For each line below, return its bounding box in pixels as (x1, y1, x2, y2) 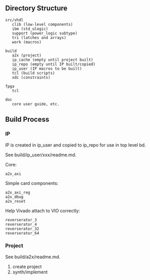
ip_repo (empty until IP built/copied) (12, 62, 96, 67)
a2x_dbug (5, 194, 24, 199)
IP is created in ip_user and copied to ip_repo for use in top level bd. (5, 142, 146, 148)
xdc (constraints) (12, 75, 51, 80)
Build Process (5, 115, 49, 124)
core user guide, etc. (12, 101, 59, 107)
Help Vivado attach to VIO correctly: (5, 207, 81, 214)
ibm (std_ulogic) (12, 26, 49, 31)
